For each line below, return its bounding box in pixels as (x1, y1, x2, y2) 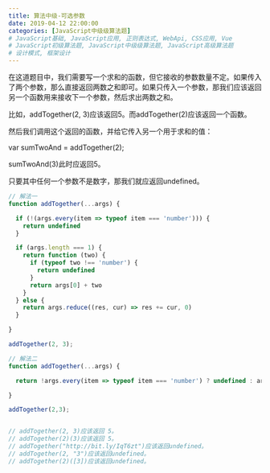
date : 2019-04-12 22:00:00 (8, 19, 99, 27)
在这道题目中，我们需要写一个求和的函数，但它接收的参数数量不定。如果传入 (8, 72, 262, 81)
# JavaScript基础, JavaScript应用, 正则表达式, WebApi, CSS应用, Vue (8, 34, 233, 43)
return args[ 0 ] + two (29, 281, 103, 290)
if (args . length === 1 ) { (15, 244, 103, 252)
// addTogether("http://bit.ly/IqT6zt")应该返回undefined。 (8, 442, 207, 450)
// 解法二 (8, 355, 38, 363)
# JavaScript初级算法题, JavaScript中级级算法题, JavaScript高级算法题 (8, 42, 234, 50)
